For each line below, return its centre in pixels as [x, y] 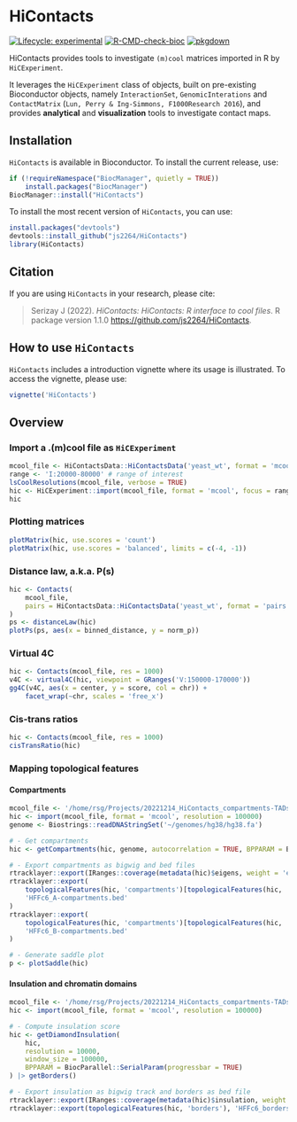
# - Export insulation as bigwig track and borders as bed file [130, 1092]
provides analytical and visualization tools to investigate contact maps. [140, 113]
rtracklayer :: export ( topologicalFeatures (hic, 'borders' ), [120, 1108]
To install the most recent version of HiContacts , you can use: [121, 212]
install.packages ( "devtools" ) [65, 228]
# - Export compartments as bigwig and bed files [103, 865]
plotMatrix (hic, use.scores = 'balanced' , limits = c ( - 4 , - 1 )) [128, 548]
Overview [37, 422]
